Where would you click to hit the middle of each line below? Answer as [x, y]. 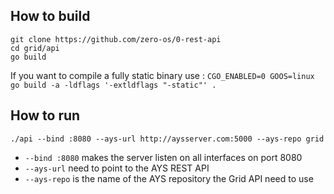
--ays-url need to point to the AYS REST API [117, 168]
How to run [45, 115]
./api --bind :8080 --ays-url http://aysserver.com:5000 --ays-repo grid [167, 139]
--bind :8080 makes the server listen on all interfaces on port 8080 [163, 157]
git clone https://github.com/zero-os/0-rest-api [116, 39]
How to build [50, 16]
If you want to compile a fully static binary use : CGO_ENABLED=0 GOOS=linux [162, 75]
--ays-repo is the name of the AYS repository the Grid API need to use [169, 178]
